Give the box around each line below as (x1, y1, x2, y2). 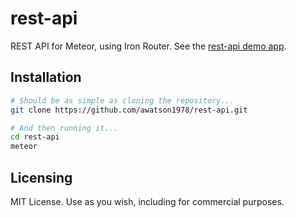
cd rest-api (10, 132, 60, 142)
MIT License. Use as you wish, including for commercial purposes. (10, 195, 285, 207)
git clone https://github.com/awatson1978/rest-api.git (10, 105, 248, 115)
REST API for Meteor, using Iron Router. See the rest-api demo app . (10, 40, 287, 52)
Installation (10, 69, 82, 86)
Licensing (10, 169, 73, 186)
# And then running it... (10, 123, 118, 133)
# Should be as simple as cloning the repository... (10, 95, 235, 106)
